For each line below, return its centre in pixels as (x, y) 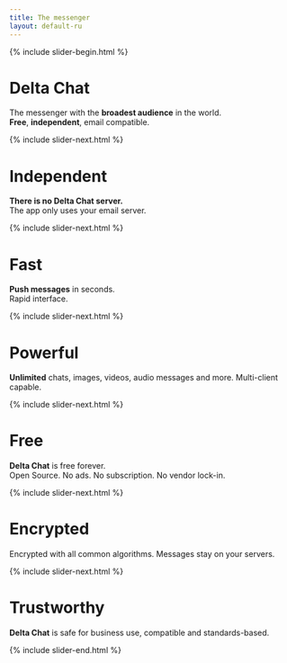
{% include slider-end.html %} (65, 650)
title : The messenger (50, 18)
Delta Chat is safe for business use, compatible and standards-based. (139, 633)
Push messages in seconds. (62, 290)
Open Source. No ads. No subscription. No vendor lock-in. (117, 475)
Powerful (44, 353)
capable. (26, 387)
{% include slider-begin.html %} (69, 51)
